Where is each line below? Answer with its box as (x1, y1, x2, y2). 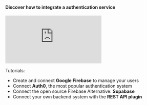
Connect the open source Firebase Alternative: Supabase (12, 88, 135, 94)
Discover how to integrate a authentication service (5, 4, 116, 10)
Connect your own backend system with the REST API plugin (12, 94, 142, 100)
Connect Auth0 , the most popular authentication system (12, 83, 132, 89)
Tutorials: (5, 68, 25, 74)
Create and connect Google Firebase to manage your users (12, 77, 139, 84)
